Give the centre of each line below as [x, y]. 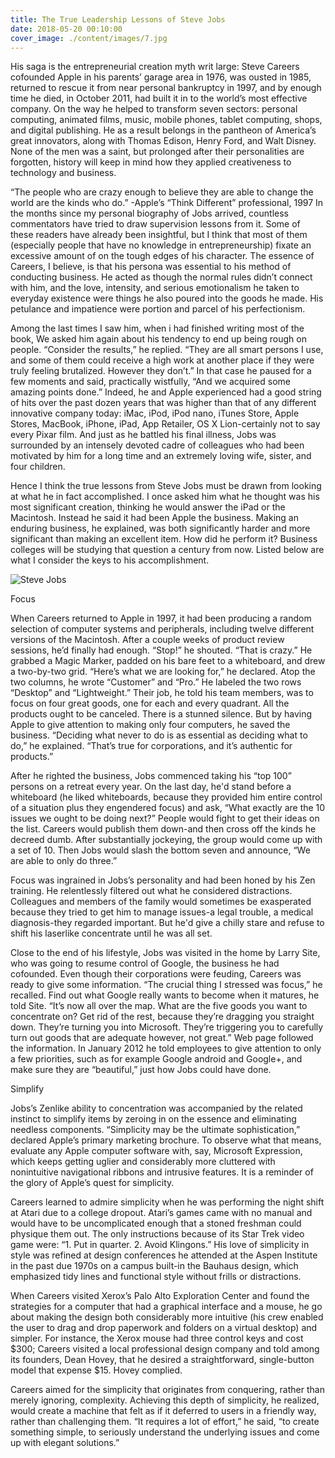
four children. [38, 467]
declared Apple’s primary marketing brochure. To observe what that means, [166, 1140]
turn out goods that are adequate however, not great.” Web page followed [162, 1038]
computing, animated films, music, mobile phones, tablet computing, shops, [166, 120]
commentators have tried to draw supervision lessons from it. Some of [155, 224]
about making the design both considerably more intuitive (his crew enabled [167, 1317]
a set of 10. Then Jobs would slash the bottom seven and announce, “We [160, 850]
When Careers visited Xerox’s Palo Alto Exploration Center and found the [160, 1296]
